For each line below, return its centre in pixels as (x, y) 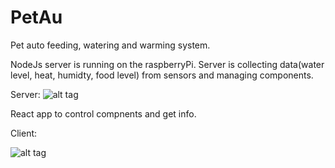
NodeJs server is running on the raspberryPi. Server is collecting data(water (167, 64)
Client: (24, 133)
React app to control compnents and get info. (103, 113)
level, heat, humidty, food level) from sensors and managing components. (162, 75)
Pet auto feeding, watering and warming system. (110, 45)
